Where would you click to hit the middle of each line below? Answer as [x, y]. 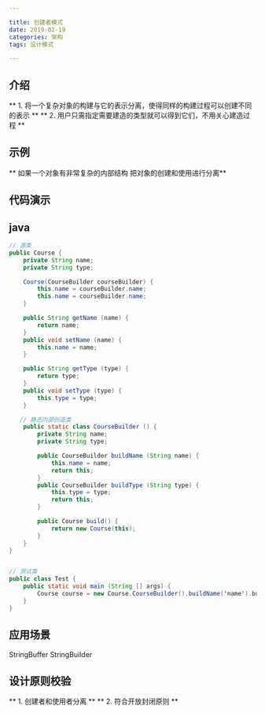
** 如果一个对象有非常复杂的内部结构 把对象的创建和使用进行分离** [118, 173]
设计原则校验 [40, 681]
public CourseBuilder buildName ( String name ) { [118, 456]
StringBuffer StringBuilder [51, 654]
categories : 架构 [36, 37]
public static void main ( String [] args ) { [97, 587]
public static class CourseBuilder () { [90, 427]
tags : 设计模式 [31, 44]
